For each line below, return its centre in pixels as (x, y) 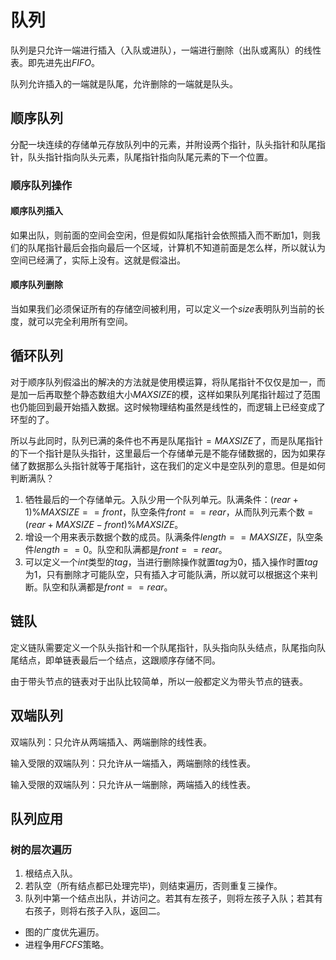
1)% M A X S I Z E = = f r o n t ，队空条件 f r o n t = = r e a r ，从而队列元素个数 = (169, 512)
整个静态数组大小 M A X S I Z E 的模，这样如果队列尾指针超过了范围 (191, 394)
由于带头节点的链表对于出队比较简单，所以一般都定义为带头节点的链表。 (159, 681)
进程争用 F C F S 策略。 (67, 945)
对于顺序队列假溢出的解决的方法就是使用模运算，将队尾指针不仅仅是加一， (163, 382)
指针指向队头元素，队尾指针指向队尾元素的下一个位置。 (158, 157)
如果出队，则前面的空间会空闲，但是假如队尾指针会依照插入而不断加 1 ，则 (161, 235)
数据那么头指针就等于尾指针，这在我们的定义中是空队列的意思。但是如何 (176, 465)
